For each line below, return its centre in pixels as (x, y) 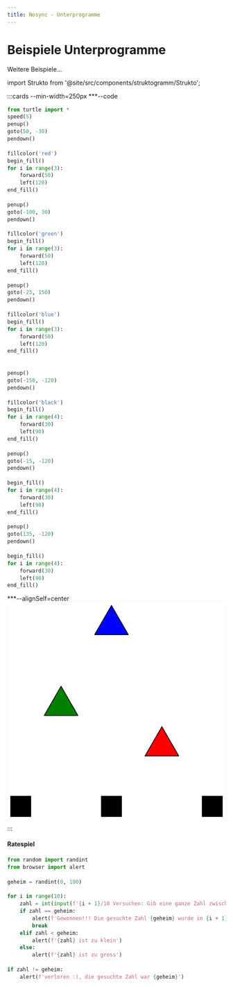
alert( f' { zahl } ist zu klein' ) (77, 940)
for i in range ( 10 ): (37, 896)
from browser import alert (46, 867)
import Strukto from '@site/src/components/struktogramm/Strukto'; (104, 83)
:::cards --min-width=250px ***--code (62, 96)
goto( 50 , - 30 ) (28, 132)
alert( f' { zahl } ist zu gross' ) (77, 955)
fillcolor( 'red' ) (32, 153)
